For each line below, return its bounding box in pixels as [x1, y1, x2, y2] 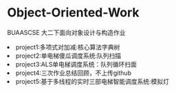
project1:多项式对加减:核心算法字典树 [16, 43, 120, 51]
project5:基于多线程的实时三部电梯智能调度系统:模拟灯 [16, 77, 170, 85]
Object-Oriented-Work [7, 5, 140, 21]
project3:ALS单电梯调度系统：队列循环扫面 [16, 60, 137, 68]
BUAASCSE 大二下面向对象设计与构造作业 [7, 28, 126, 36]
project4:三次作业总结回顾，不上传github [16, 69, 132, 77]
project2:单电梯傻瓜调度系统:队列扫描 [16, 51, 122, 60]
